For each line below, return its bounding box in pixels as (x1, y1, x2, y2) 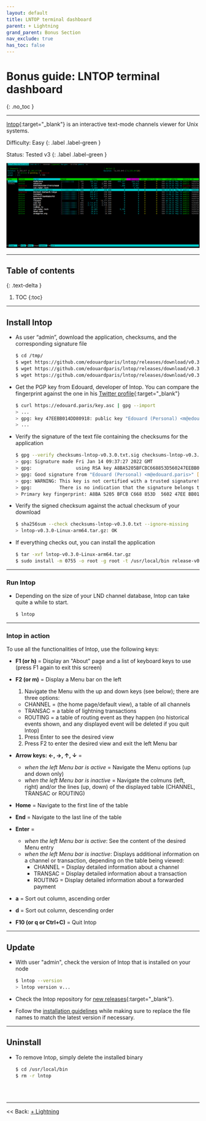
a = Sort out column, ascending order (15, 895, 110, 902)
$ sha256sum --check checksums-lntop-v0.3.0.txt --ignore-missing (15, 521, 189, 527)
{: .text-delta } (6, 282, 42, 289)
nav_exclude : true (6, 36, 53, 42)
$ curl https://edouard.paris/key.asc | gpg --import (15, 402, 156, 408)
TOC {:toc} (15, 293, 43, 301)
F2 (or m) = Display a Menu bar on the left (15, 676, 121, 683)
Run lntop (6, 578, 36, 586)
